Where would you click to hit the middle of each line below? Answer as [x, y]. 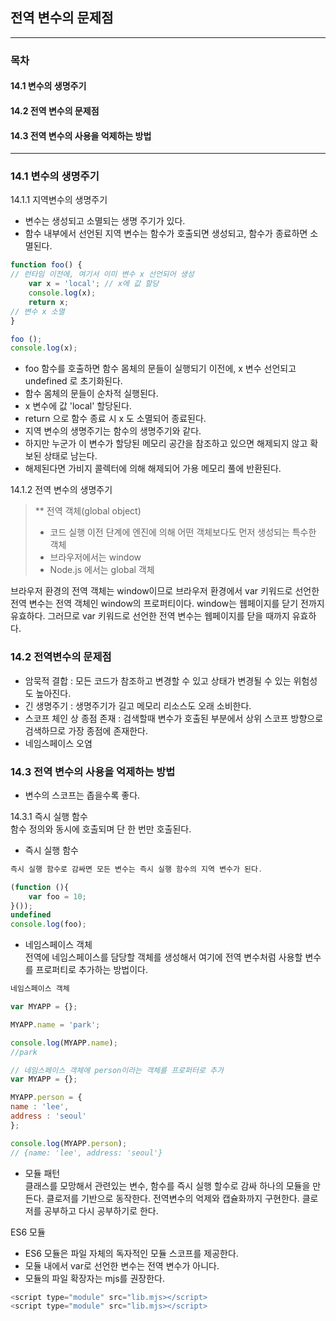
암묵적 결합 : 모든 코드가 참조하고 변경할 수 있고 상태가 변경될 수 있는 [158, 680]
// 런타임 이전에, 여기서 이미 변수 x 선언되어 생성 [102, 274]
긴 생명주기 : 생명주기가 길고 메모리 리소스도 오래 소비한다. [138, 705]
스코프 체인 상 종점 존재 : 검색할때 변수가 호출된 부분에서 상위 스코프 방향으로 [174, 718]
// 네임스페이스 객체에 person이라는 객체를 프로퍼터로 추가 [117, 1070]
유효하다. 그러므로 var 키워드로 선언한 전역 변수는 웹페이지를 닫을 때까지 [150, 616]
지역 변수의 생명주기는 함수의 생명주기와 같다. [113, 431]
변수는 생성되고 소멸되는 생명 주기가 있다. [105, 221]
